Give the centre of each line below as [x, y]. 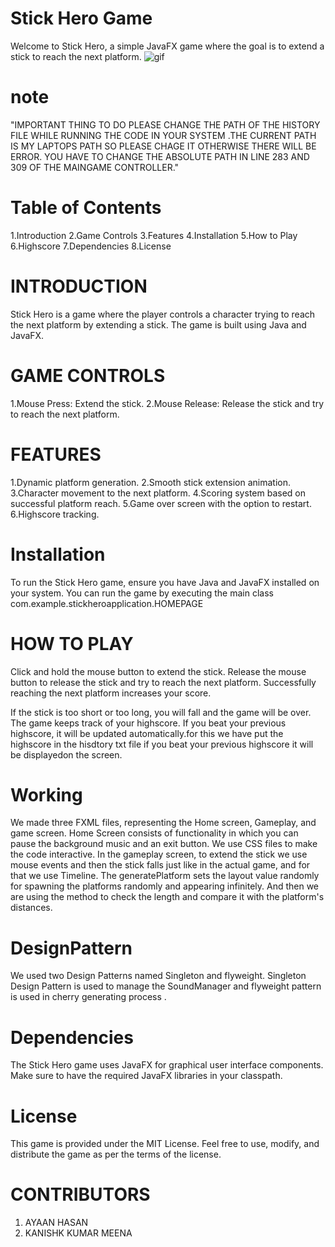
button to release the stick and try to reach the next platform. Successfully [163, 682]
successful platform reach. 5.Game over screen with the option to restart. [161, 503]
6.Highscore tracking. [55, 514]
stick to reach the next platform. [76, 56]
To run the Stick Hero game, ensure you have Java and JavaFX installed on [165, 582]
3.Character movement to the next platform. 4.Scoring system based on [158, 493]
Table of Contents [86, 208]
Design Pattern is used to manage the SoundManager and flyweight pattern [166, 986]
